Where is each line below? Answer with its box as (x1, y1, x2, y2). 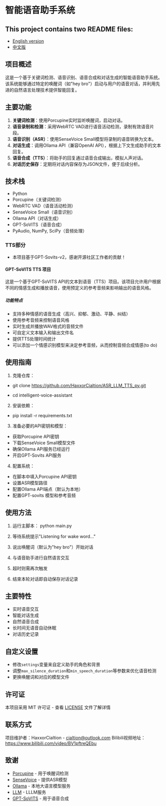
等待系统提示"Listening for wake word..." (12, 533, 96, 539)
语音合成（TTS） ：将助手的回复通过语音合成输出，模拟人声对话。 (12, 155, 146, 161)
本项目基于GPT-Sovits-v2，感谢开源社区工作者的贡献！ (12, 254, 126, 260)
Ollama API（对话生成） (12, 215, 61, 221)
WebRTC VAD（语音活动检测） (12, 203, 76, 209)
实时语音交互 (12, 606, 39, 612)
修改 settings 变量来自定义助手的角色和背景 (12, 662, 101, 668)
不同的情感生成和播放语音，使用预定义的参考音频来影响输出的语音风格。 (5, 285, 154, 291)
